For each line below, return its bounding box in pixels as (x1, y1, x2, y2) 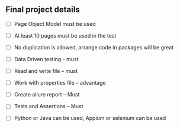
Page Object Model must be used (14, 20, 96, 27)
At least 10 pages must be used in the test (14, 32, 117, 39)
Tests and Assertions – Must (14, 103, 83, 110)
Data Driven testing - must (14, 56, 79, 62)
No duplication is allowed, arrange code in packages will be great (14, 44, 174, 51)
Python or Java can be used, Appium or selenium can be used (14, 115, 166, 122)
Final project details (5, 5, 81, 15)
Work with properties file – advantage (14, 79, 106, 86)
